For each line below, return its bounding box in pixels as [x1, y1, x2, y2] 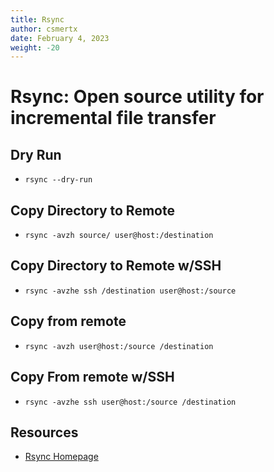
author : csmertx [10, 24, 78, 34]
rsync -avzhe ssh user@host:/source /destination [24, 397, 237, 407]
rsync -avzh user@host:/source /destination [24, 341, 214, 351]
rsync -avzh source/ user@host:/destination [24, 231, 214, 241]
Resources [10, 424, 79, 441]
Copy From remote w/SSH [10, 369, 175, 386]
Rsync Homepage [24, 451, 99, 463]
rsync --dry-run [24, 175, 93, 185]
